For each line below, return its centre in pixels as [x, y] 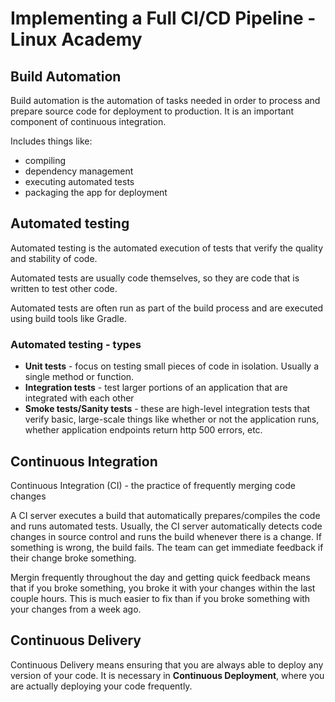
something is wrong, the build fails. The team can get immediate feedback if [167, 547]
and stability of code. [54, 258]
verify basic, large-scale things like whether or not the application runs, [172, 419]
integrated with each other [79, 398]
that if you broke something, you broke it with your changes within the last [163, 588]
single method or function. [79, 377]
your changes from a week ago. [76, 609]
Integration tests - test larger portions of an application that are [156, 388]
